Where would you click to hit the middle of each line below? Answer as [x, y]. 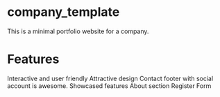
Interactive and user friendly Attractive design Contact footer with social [110, 78]
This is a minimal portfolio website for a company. [78, 31]
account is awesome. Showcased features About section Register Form [109, 86]
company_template [64, 12]
